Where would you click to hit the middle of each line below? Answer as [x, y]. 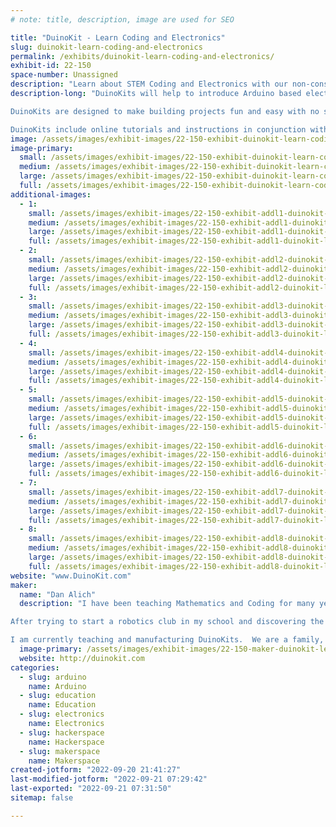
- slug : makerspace [60, 751]
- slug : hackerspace [62, 732]
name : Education [62, 705]
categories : [35, 667]
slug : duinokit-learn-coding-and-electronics [106, 47]
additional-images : [51, 194]
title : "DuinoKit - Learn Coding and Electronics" [118, 37]
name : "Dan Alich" [58, 594]
